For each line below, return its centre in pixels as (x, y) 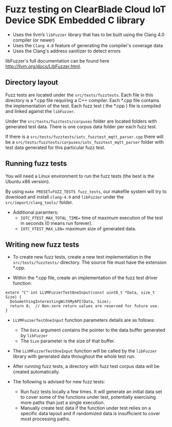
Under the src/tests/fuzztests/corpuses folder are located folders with (81, 121)
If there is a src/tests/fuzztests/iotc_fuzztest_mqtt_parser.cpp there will (84, 137)
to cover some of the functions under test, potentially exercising (88, 397)
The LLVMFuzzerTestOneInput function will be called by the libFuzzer (85, 351)
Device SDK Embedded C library (75, 20)
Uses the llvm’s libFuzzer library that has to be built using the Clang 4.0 (89, 34)
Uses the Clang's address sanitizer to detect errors (66, 51)
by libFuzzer (34, 336)
